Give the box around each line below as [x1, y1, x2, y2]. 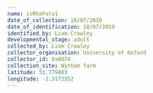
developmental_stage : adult [7, 36, 90, 43]
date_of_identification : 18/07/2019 [7, 23, 115, 30]
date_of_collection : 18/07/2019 [7, 17, 102, 24]
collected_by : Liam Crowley [7, 43, 90, 50]
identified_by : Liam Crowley [7, 29, 93, 37]
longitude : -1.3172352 [7, 75, 74, 83]
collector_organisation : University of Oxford [7, 50, 147, 57]
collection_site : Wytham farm [7, 62, 97, 69]
